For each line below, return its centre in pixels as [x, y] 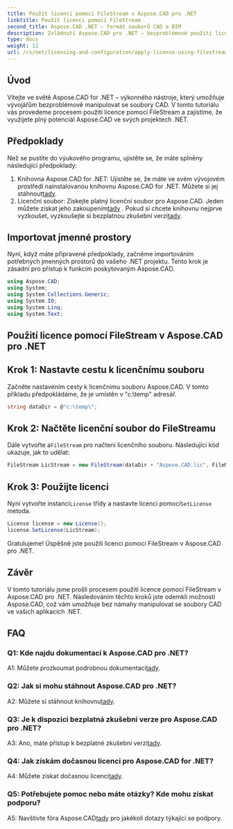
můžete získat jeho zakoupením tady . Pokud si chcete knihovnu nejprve [120, 208]
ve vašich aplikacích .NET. [45, 611]
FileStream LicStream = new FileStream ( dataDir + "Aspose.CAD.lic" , [108, 465]
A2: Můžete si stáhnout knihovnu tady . [61, 701]
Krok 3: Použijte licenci [58, 487]
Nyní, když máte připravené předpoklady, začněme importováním [101, 254]
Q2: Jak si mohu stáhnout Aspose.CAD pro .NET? [92, 686]
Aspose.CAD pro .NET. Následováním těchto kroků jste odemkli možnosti [111, 596]
